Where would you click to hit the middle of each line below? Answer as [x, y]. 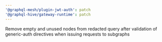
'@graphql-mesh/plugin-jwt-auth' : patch [48, 10]
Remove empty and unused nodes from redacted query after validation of [81, 28]
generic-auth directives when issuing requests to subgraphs [67, 34]
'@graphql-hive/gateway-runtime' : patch [48, 14]
